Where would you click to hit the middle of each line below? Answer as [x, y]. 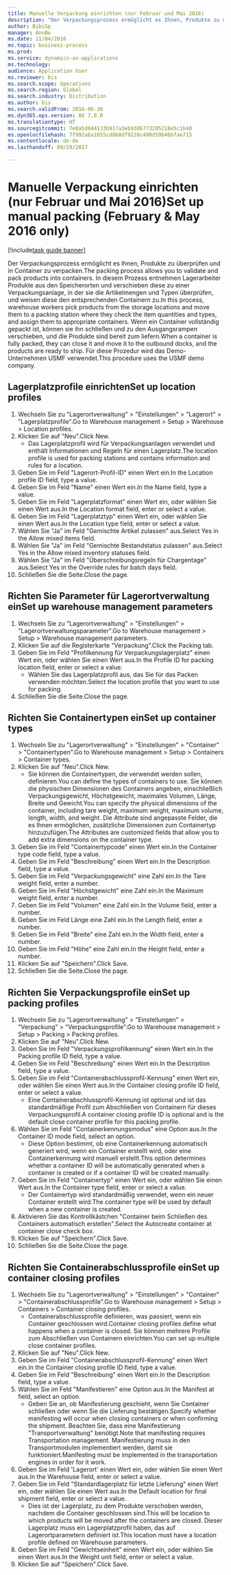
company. [22, 365]
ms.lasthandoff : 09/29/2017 [48, 147]
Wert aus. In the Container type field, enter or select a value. [102, 1187]
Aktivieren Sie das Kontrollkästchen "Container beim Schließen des [112, 1217]
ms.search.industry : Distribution [57, 97]
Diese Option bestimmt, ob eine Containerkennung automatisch [118, 1144]
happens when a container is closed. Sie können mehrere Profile [119, 1331]
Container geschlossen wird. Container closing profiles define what [122, 1324]
